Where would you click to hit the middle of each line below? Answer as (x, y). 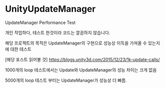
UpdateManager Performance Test (40, 22)
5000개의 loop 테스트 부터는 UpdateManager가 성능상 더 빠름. (66, 80)
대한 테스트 (21, 49)
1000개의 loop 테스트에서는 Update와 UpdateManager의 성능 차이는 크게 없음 (81, 70)
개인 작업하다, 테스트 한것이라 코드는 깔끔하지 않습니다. (58, 32)
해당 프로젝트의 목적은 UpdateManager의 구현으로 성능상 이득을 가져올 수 (76, 43)
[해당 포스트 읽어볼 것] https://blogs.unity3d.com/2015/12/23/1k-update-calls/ (82, 59)
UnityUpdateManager (50, 9)
